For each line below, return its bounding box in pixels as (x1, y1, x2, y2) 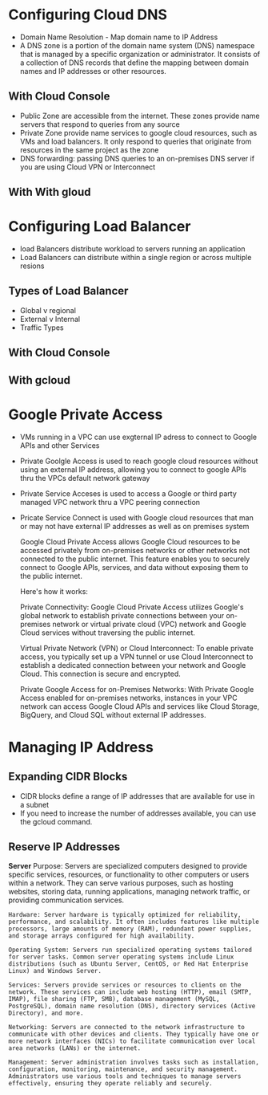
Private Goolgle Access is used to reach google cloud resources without (19, 456, 258, 466)
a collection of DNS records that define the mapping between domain (19, 58, 250, 67)
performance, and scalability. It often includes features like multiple (8, 918, 260, 926)
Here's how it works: (19, 586, 88, 596)
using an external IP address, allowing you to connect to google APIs (19, 464, 246, 474)
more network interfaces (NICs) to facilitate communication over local (8, 1037, 256, 1045)
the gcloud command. (19, 816, 93, 826)
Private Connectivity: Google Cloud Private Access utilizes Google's (19, 602, 244, 612)
